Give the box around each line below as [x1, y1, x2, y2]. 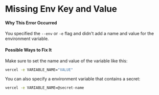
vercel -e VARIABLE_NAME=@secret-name [5, 85, 84, 91]
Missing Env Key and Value [5, 3, 117, 15]
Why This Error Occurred [5, 19, 57, 25]
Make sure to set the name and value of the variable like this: [5, 57, 128, 64]
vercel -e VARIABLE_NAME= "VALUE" [5, 67, 73, 72]
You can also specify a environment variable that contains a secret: [5, 76, 140, 82]
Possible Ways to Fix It [5, 47, 52, 53]
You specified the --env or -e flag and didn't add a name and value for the [5, 31, 154, 37]
